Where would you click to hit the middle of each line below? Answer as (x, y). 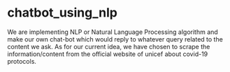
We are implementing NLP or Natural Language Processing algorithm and (113, 32)
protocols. (22, 61)
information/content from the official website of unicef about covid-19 (108, 54)
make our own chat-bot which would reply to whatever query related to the (115, 39)
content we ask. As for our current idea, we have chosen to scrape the (109, 46)
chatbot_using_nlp (62, 13)
